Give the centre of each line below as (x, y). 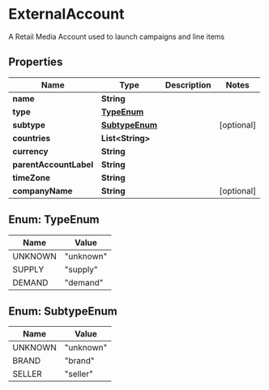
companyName (43, 191)
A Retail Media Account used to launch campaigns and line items (117, 36)
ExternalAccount (66, 14)
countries (32, 138)
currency (30, 151)
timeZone (32, 178)
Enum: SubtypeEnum (63, 311)
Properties (36, 62)
